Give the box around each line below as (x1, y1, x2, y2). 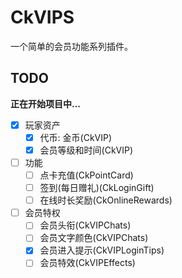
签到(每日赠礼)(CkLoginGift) (39, 182, 155, 194)
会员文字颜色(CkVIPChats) (39, 232, 149, 244)
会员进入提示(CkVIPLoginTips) (39, 244, 165, 256)
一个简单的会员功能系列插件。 (10, 40, 133, 52)
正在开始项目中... (10, 97, 82, 110)
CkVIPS (10, 6, 75, 29)
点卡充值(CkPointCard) (39, 169, 134, 181)
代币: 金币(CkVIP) (39, 131, 113, 143)
